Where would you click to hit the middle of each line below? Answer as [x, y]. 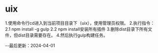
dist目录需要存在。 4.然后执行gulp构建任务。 [63, 35]
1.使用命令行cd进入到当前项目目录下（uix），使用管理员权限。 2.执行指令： [80, 23]
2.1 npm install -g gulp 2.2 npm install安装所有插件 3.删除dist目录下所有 [77, 29]
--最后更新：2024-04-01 [30, 45]
